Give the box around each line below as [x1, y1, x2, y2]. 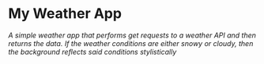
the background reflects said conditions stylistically [8, 47, 177, 56]
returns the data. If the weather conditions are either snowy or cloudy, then [8, 38, 254, 48]
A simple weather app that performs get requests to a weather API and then [8, 30, 257, 40]
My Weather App [8, 5, 123, 23]
